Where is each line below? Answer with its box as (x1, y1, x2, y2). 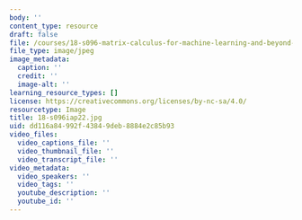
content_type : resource (9, 22, 99, 31)
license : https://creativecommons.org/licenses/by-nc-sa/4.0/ (9, 96, 247, 106)
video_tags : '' (17, 180, 75, 189)
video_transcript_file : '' (17, 154, 119, 164)
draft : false (9, 30, 58, 39)
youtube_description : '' (17, 189, 111, 198)
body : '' (9, 13, 42, 22)
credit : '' (17, 72, 58, 81)
